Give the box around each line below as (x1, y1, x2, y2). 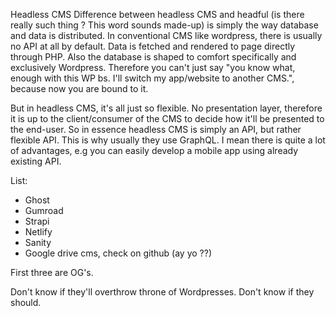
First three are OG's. (10, 267, 94, 278)
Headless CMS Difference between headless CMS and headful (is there (10, 9, 305, 20)
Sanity (24, 237, 52, 248)
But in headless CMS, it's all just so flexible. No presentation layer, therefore (10, 102, 323, 114)
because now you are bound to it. (10, 83, 149, 94)
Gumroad (24, 205, 64, 216)
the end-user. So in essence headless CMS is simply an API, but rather (10, 124, 302, 135)
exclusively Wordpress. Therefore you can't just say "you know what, (10, 62, 296, 73)
